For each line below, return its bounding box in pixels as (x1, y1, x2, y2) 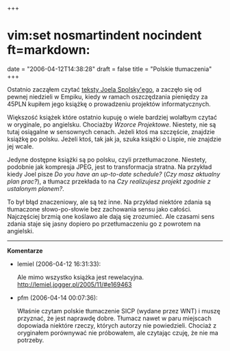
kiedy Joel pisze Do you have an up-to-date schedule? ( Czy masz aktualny (7, 170, 220, 178)
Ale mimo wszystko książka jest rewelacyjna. (16, 273, 144, 281)
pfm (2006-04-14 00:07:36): (16, 294, 98, 302)
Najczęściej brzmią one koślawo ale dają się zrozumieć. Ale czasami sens (7, 212, 215, 220)
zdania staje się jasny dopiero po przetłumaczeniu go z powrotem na (7, 220, 201, 228)
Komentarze (7, 246, 43, 255)
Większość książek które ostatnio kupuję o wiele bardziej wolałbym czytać (7, 113, 218, 121)
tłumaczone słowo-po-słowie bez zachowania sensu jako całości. (7, 205, 192, 213)
